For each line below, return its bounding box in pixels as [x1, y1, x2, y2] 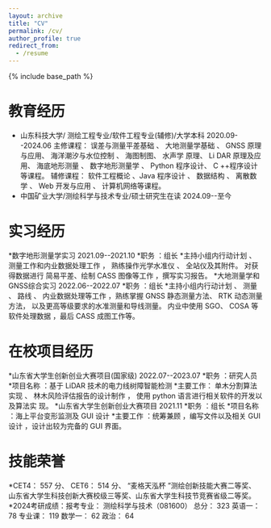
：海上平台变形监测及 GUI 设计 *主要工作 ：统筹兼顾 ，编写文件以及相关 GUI [8, 411, 261, 421]
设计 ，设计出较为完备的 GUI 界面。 [8, 421, 127, 430]
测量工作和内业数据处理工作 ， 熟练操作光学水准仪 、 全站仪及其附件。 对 [8, 260, 252, 270]
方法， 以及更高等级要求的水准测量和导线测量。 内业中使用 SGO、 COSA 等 [8, 300, 259, 311]
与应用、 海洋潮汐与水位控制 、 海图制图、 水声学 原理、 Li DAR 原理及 [19, 150, 254, 160]
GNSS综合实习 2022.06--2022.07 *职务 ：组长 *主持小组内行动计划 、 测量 [8, 280, 258, 291]
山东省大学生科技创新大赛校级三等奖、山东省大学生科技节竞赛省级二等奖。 [8, 490, 256, 501]
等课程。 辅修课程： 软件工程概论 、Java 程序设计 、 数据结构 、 [19, 170, 234, 180]
